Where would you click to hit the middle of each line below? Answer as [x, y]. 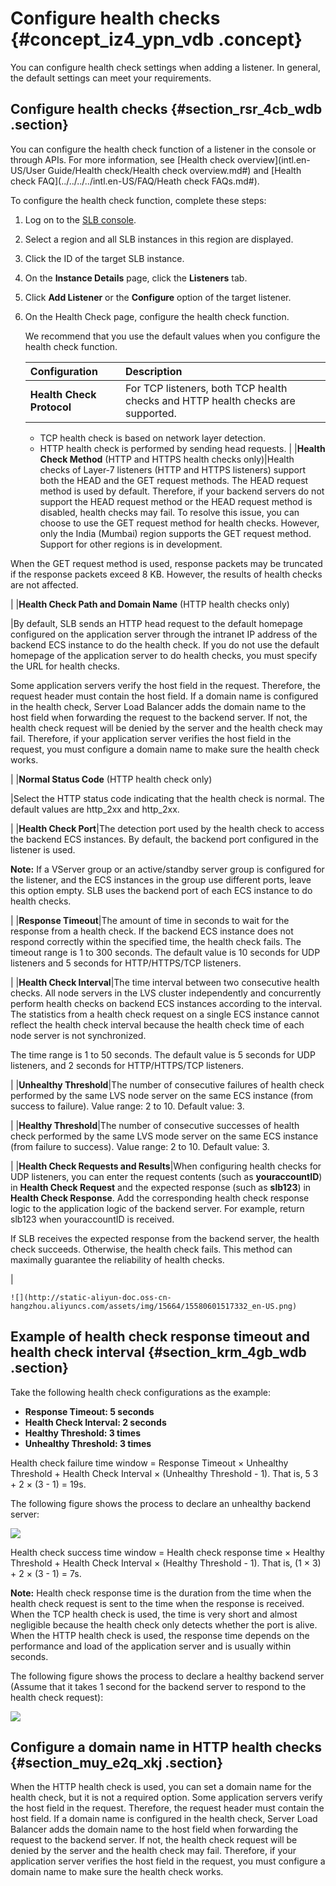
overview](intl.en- [274, 159]
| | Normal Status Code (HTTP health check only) [111, 779]
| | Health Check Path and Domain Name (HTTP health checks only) [150, 604]
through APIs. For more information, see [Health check [123, 159]
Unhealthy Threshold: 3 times [88, 1443]
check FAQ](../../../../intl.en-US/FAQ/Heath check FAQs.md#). [135, 181]
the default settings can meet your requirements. [111, 78]
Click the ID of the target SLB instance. [104, 258]
